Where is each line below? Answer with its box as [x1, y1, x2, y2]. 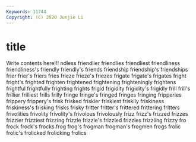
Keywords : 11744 [6, 8, 46, 15]
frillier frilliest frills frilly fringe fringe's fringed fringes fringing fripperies [6, 91, 182, 98]
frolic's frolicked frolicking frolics [6, 129, 87, 137]
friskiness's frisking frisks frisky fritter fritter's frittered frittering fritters [6, 104, 180, 111]
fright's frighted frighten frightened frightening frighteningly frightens [6, 79, 176, 86]
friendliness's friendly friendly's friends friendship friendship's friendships [6, 66, 188, 73]
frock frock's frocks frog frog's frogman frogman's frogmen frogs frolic [6, 123, 181, 130]
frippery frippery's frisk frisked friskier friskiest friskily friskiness [6, 98, 165, 105]
